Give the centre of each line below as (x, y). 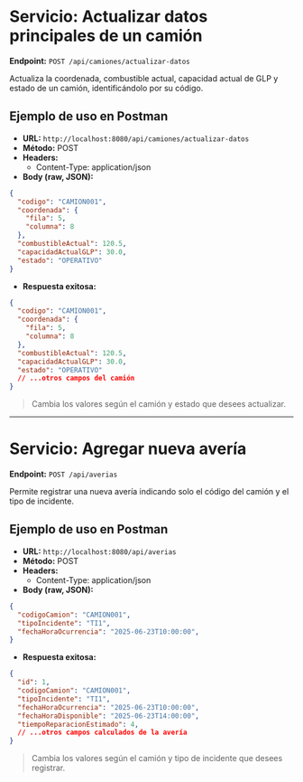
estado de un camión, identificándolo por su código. (106, 88)
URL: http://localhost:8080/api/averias (100, 551)
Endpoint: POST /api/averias (64, 474)
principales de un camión (106, 36)
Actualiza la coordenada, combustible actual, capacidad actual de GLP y (144, 78)
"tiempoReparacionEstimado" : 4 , (78, 724)
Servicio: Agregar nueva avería (128, 449)
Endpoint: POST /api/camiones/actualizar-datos (100, 61)
